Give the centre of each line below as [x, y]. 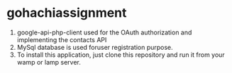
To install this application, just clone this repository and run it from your [121, 55]
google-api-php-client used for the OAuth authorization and [104, 32]
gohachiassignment [67, 13]
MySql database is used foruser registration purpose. [95, 47]
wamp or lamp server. [49, 62]
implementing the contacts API [62, 39]
